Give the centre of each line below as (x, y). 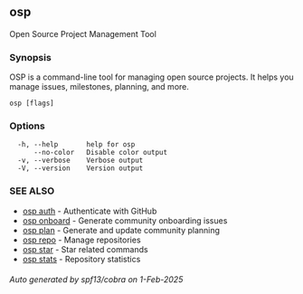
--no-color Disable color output (100, 153)
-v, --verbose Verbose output (80, 161)
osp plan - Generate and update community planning (121, 230)
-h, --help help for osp (76, 145)
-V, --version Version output (80, 168)
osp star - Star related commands (85, 249)
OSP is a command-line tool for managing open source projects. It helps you (151, 77)
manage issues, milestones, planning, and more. (99, 87)
